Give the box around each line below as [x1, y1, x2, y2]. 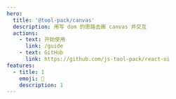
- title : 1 [13, 68, 45, 75]
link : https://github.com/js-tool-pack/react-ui [25, 56, 170, 63]
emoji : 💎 [19, 75, 45, 82]
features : [6, 62, 36, 69]
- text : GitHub [19, 49, 64, 56]
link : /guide [25, 43, 64, 49]
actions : [13, 29, 39, 37]
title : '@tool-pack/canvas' [13, 17, 95, 24]
